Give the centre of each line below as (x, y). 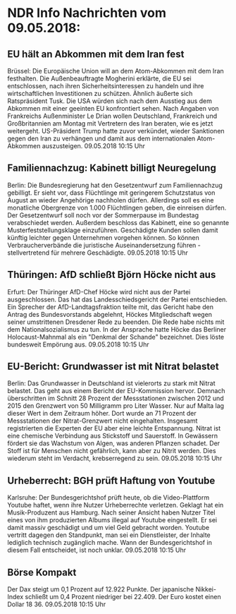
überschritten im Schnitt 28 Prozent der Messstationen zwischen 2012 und (116, 398)
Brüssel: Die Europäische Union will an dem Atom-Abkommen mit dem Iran (116, 71)
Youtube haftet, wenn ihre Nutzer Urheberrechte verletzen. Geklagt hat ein (116, 505)
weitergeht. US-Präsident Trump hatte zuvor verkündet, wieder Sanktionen (116, 131)
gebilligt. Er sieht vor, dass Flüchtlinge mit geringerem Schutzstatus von (111, 193)
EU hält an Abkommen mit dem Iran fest (96, 54)
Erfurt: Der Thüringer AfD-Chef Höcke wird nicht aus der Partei (99, 291)
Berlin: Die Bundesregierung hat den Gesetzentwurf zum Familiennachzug (115, 185)
